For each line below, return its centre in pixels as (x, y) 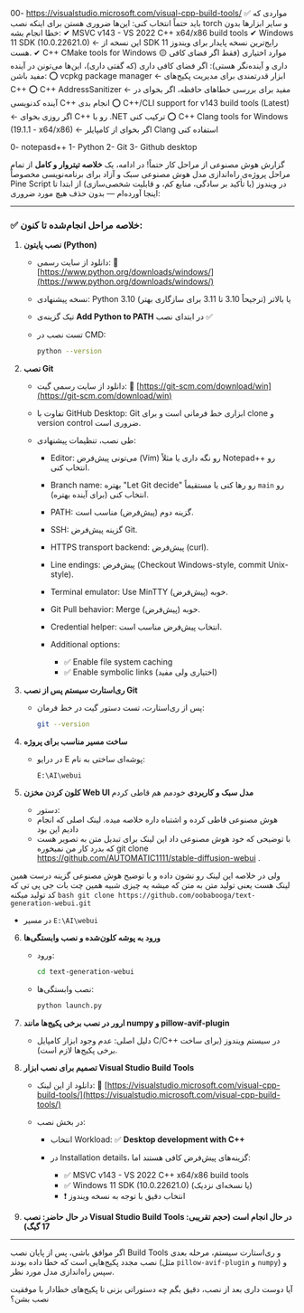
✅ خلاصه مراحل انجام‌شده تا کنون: (77, 225)
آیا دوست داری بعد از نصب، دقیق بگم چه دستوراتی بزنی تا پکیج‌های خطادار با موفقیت (152, 1289)
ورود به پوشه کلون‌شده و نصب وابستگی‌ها (92, 938)
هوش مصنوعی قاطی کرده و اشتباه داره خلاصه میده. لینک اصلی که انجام (157, 820)
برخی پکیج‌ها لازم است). (77, 1050)
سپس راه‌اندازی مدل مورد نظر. (63, 1271)
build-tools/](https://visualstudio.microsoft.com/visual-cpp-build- (158, 1094)
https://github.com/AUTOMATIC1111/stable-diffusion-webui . (148, 858)
